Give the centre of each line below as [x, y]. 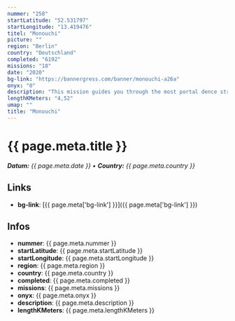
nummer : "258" [28, 14]
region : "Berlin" [33, 46]
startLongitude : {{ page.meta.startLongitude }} [86, 258]
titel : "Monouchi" [34, 33]
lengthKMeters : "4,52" [40, 99]
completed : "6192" [34, 60]
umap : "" [20, 105]
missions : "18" [29, 66]
